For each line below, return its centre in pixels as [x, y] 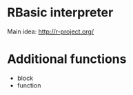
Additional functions [67, 59]
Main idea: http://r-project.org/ [51, 31]
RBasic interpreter [60, 13]
